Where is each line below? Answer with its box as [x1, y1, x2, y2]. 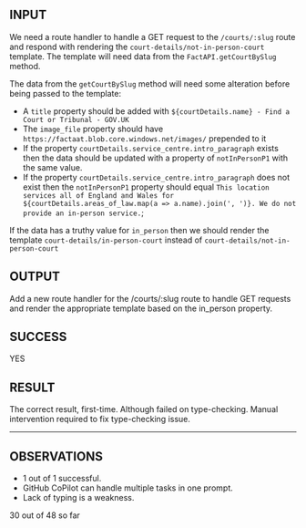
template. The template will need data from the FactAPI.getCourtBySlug [9, 50, 277, 62]
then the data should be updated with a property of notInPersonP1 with [22, 152, 289, 163]
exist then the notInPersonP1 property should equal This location [22, 181, 270, 192]
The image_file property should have [22, 123, 164, 134]
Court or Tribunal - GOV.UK [22, 115, 129, 124]
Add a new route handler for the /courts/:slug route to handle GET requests [9, 293, 291, 304]
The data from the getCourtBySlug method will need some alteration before [9, 78, 291, 89]
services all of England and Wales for [22, 191, 175, 200]
